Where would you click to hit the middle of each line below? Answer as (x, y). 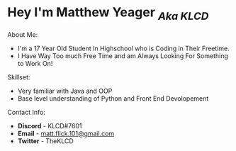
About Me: (23, 34)
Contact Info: (27, 112)
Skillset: (19, 77)
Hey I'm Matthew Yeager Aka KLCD (108, 13)
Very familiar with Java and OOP (65, 91)
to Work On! (35, 63)
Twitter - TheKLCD (46, 141)
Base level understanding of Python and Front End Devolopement (113, 98)
